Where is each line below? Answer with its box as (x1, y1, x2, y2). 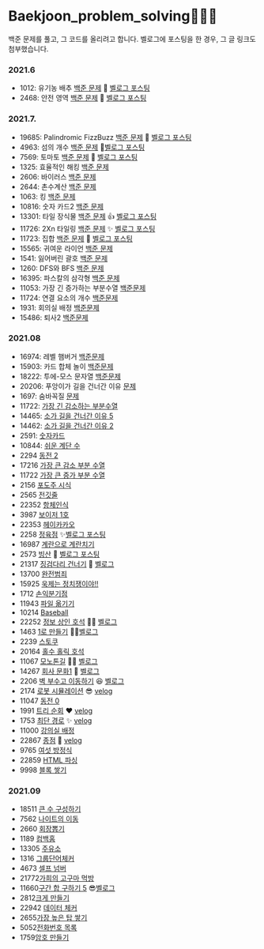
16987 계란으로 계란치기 (19, 539, 95, 548)
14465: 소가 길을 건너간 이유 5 (19, 411, 114, 420)
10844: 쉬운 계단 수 (19, 440, 81, 450)
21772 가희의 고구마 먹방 (19, 873, 95, 883)
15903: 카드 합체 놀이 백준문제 (19, 361, 114, 371)
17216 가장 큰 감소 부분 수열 (19, 460, 105, 469)
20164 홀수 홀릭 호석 (19, 646, 85, 656)
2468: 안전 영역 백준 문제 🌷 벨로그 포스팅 (19, 93, 147, 103)
